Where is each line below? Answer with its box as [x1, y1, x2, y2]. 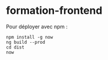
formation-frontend [6, 4, 103, 17]
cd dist [6, 44, 25, 50]
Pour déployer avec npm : [6, 23, 68, 30]
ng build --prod [6, 39, 45, 45]
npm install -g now [6, 34, 53, 40]
